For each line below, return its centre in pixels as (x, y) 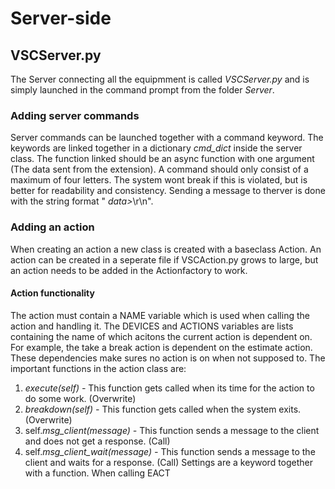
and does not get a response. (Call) (97, 441)
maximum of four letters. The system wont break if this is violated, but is (159, 180)
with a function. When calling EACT (97, 473)
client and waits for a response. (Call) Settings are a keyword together (169, 462)
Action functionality (52, 293)
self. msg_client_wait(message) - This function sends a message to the (170, 451)
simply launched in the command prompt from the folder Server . (142, 90)
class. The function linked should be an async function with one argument (162, 159)
